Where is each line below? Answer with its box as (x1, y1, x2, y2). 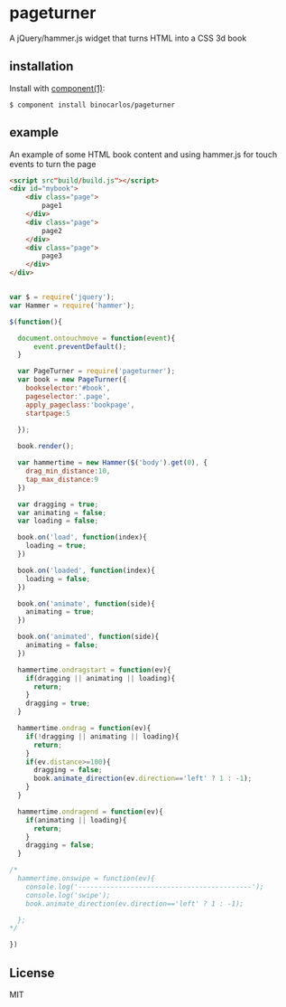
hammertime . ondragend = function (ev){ (17, 807, 164, 816)
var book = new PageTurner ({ (17, 375, 127, 384)
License (9, 965, 55, 981)
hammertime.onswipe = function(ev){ (17, 874, 155, 883)
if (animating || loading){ (25, 815, 127, 824)
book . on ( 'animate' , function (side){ (17, 599, 155, 608)
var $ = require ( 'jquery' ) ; (9, 293, 115, 302)
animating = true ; (25, 607, 95, 616)
